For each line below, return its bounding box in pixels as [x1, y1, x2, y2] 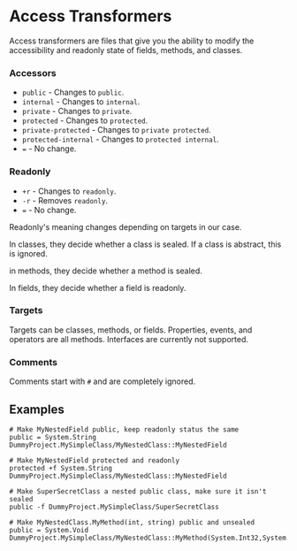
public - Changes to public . [21, 87, 125, 98]
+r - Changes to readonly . [21, 186, 117, 196]
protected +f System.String [9, 463, 113, 472]
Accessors [9, 66, 57, 79]
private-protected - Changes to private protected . [21, 125, 212, 135]
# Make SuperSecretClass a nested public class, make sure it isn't [9, 486, 267, 496]
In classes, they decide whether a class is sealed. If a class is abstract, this [9, 239, 282, 249]
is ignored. [9, 248, 49, 258]
